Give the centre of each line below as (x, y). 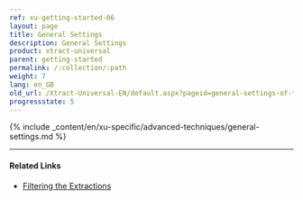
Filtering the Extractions (67, 186)
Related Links (35, 165)
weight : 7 (28, 77)
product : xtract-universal (60, 51)
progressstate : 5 (42, 101)
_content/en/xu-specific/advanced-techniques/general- (156, 127)
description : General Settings (68, 43)
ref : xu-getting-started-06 (62, 18)
